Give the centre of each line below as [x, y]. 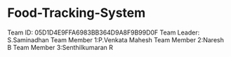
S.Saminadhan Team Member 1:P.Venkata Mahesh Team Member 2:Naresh [116, 39]
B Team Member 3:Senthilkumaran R [60, 47]
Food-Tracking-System [77, 13]
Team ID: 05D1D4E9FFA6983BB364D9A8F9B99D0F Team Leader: [104, 32]
